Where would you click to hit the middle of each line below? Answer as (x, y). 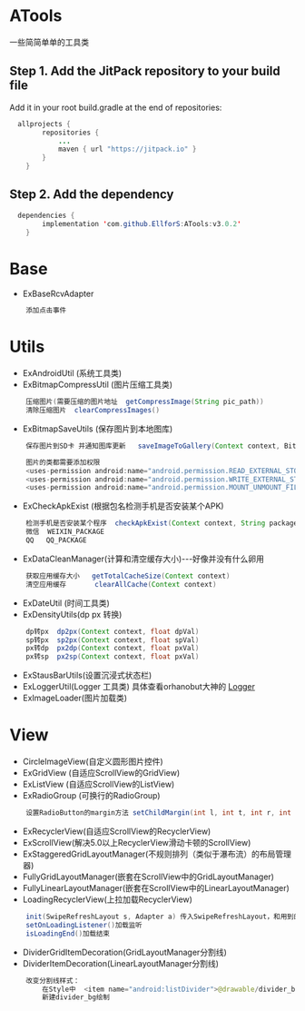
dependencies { (46, 215)
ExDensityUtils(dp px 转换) (72, 614)
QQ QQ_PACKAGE (57, 540)
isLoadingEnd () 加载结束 (68, 933)
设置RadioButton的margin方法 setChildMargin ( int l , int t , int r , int (159, 813)
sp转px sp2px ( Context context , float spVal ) (113, 640)
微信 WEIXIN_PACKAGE (65, 532)
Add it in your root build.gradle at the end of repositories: (116, 107)
